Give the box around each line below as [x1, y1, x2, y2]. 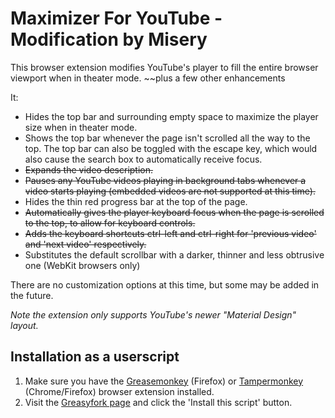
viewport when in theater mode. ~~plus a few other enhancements [10, 72, 286, 84]
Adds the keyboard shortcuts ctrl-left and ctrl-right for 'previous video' [24, 227, 317, 239]
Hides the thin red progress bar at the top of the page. [24, 195, 248, 207]
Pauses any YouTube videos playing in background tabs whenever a [24, 174, 307, 186]
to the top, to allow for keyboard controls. [24, 217, 196, 229]
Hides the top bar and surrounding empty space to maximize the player [24, 110, 319, 122]
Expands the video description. [24, 163, 154, 176]
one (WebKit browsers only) [24, 259, 141, 271]
